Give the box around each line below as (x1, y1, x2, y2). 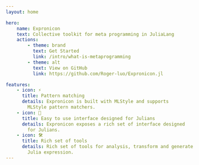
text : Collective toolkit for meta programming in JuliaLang (16, 31, 174, 37)
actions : (16, 37, 39, 43)
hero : (5, 19, 19, 26)
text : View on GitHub (32, 65, 87, 71)
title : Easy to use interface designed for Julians (21, 115, 155, 121)
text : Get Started (32, 48, 79, 55)
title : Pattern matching (21, 93, 85, 99)
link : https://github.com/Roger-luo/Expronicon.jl (32, 70, 164, 76)
